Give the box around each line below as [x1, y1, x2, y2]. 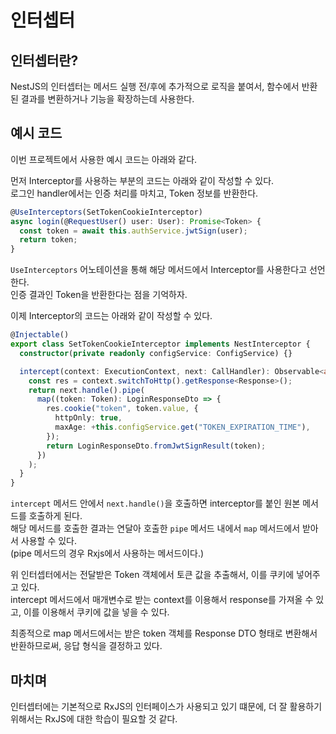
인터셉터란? [10, 52, 79, 69]
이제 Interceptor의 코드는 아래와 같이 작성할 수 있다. [10, 310, 213, 322]
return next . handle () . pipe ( [28, 385, 145, 395]
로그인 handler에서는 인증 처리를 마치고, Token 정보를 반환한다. [10, 187, 259, 199]
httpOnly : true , [54, 413, 123, 423]
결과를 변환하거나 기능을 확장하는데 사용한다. [20, 93, 195, 105]
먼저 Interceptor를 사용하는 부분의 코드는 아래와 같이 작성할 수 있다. [10, 174, 275, 186]
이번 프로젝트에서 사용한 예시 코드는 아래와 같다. [10, 153, 198, 165]
